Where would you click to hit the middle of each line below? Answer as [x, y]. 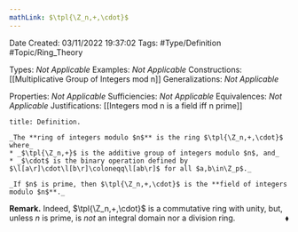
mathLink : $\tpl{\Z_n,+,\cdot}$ [69, 17]
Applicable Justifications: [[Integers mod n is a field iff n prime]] [126, 105]
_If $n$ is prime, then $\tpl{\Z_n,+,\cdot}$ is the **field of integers [149, 184]
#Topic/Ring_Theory [46, 52]
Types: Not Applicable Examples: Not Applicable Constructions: [125, 69]
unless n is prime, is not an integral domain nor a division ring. [122, 218]
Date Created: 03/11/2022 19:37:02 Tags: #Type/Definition [115, 43]
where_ [21, 145]
